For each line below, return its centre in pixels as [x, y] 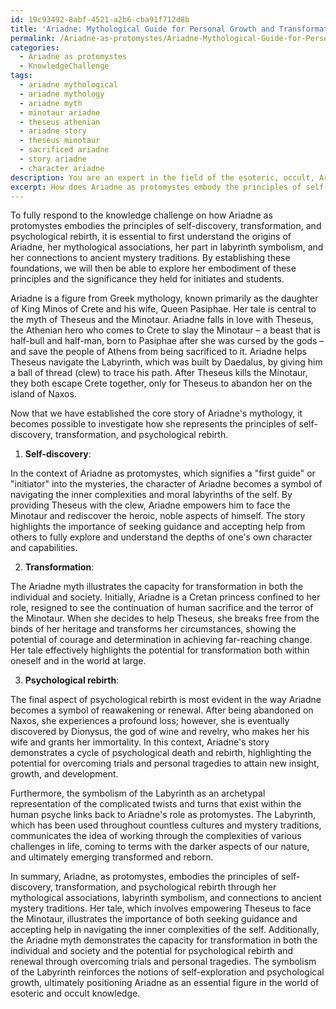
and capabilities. [44, 548]
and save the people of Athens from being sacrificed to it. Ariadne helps [158, 352]
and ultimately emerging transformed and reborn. [112, 857]
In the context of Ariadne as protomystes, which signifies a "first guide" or [163, 473]
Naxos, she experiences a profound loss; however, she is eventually [150, 721]
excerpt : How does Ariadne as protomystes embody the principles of [156, 187]
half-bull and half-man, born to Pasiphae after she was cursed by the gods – [167, 341]
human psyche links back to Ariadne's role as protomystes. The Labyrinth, [163, 815]
